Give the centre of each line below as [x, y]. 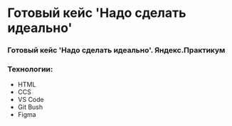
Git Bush [30, 107]
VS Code [31, 100]
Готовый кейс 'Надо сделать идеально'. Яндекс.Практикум [116, 50]
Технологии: [30, 69]
